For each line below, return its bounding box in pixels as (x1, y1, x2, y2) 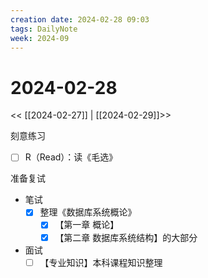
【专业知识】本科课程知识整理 (39, 256, 163, 268)
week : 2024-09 (10, 33, 70, 43)
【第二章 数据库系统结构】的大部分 (54, 231, 198, 243)
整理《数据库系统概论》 (39, 206, 137, 218)
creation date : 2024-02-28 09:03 (10, 14, 150, 25)
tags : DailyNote (10, 24, 78, 34)
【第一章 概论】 (54, 219, 120, 231)
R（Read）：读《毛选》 (24, 151, 118, 163)
